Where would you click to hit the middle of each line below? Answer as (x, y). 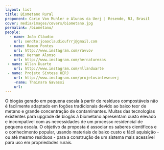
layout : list (18, 10)
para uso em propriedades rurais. (39, 142)
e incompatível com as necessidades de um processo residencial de (74, 121)
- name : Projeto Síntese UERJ (38, 73)
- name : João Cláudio (32, 37)
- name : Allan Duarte (29, 64)
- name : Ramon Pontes (32, 46)
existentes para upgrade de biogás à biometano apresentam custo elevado (81, 116)
